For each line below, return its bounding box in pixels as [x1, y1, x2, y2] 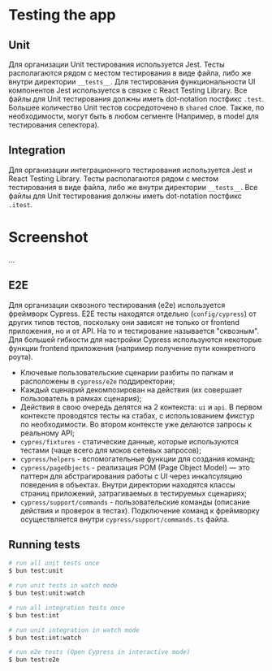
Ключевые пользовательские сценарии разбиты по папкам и [19, 367, 234, 377]
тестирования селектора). [8, 120, 100, 129]
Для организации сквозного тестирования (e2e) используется [8, 300, 226, 310]
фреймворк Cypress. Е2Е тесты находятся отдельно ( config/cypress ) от [8, 309, 257, 318]
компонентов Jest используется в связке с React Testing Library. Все [8, 85, 248, 95]
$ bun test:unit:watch [8, 589, 85, 597]
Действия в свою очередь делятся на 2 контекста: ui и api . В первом [19, 402, 262, 412]
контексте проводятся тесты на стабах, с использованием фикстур [19, 410, 255, 420]
